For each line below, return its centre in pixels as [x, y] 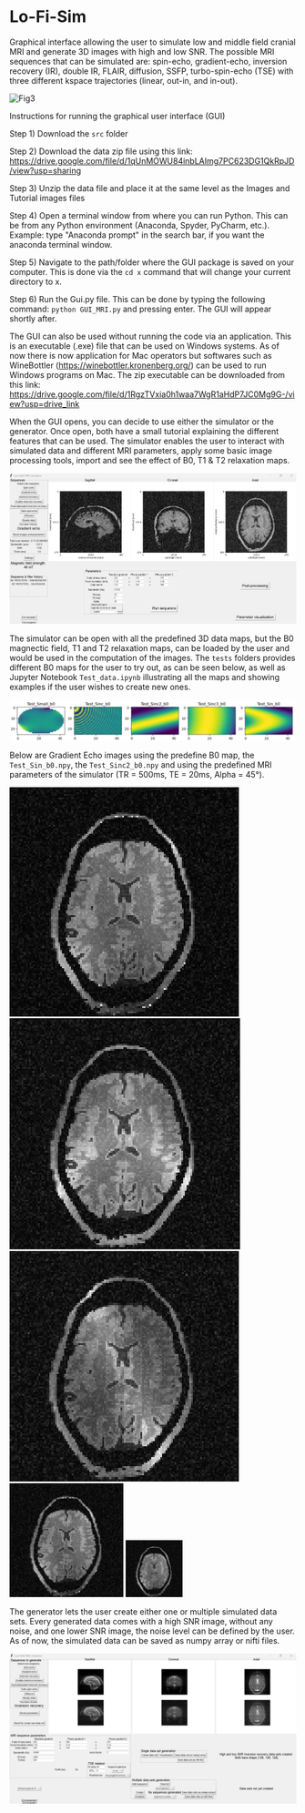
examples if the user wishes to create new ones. [100, 687]
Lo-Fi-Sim [48, 17]
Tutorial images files [47, 198]
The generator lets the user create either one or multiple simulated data [143, 1611]
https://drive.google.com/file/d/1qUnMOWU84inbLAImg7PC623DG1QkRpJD [152, 160]
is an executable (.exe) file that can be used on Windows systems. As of [144, 346]
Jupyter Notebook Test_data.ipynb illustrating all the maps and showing [145, 677]
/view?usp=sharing [46, 170]
